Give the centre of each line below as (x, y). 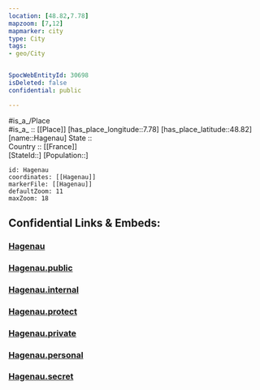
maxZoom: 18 (28, 198)
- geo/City (27, 54)
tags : (17, 46)
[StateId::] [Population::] (48, 155)
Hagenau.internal (44, 289)
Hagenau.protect (43, 311)
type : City (27, 39)
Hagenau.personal (46, 355)
